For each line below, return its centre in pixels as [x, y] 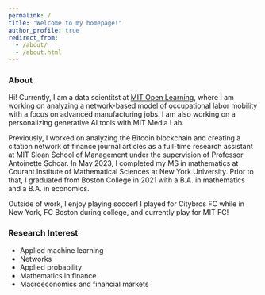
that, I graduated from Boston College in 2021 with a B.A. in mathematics [127, 180]
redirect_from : [33, 38]
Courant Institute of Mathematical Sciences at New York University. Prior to [131, 172]
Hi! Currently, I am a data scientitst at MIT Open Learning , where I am [121, 98]
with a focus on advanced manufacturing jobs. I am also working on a [122, 114]
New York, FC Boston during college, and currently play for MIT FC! [119, 213]
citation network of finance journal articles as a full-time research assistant [131, 147]
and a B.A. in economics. [49, 189]
